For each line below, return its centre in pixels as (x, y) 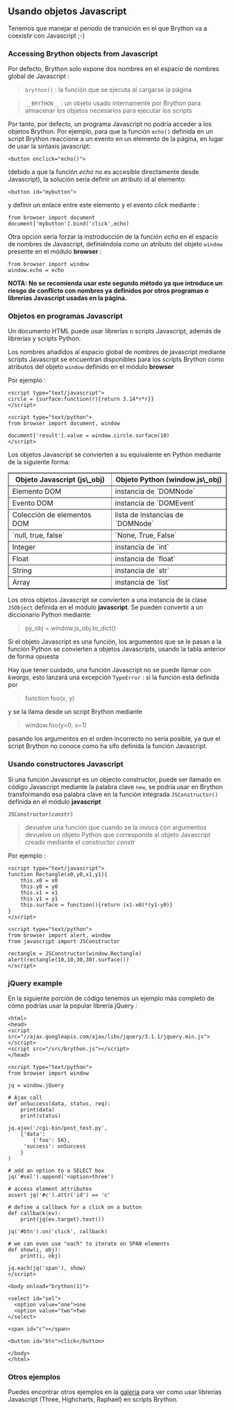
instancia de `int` (142, 547)
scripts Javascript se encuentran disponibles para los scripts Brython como (116, 359)
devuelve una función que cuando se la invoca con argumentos (116, 827)
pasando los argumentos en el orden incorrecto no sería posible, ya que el (114, 739)
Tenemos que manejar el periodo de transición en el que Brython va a (108, 28)
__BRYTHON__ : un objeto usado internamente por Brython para (112, 103)
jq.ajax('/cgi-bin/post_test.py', (58, 1128)
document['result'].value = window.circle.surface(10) (89, 436)
